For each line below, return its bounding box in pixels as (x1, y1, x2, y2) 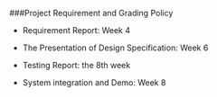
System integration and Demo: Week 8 (22, 77, 166, 88)
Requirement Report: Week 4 (22, 25, 131, 35)
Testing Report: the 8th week (22, 60, 131, 70)
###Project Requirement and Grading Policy (9, 8, 174, 18)
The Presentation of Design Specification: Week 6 (22, 42, 209, 53)
